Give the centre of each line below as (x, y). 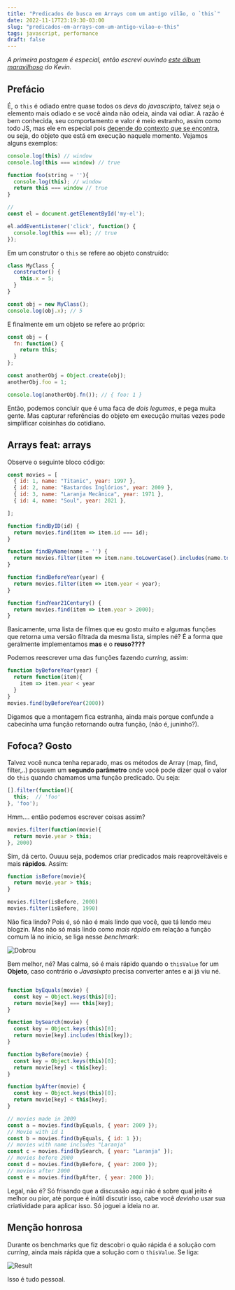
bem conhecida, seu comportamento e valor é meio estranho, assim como (114, 120)
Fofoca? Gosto (40, 746)
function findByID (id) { (43, 526)
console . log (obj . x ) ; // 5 (45, 311)
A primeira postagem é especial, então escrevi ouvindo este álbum (104, 59)
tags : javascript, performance (53, 33)
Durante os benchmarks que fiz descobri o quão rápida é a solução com (112, 1245)
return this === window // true (61, 188)
